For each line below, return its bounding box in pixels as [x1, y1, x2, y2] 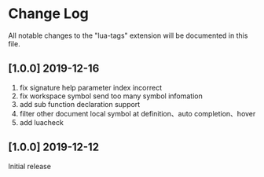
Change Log [8, 5, 89, 23]
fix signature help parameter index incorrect [19, 83, 163, 92]
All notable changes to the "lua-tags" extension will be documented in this [8, 31, 248, 40]
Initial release [8, 161, 51, 171]
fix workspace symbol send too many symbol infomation [19, 91, 203, 101]
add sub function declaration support [19, 99, 141, 109]
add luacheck [19, 117, 64, 127]
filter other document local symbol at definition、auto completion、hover [19, 109, 256, 118]
